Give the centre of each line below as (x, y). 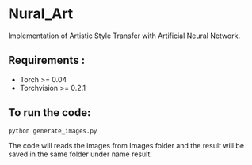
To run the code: (50, 112)
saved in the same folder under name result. (80, 154)
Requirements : (47, 60)
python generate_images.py (53, 131)
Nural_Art (41, 14)
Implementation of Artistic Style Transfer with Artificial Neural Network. (124, 36)
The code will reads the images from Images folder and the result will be (126, 145)
